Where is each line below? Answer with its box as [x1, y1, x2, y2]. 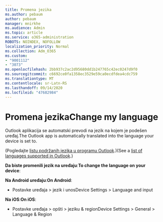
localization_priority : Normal [5, 44, 69, 49]
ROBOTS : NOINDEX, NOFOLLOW [5, 40, 61, 44]
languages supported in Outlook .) [5, 153, 73, 159]
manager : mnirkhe [5, 21, 41, 26]
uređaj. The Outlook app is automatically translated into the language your [5, 133, 154, 139]
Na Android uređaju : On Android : [5, 178, 72, 183]
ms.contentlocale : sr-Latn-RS [5, 81, 67, 86]
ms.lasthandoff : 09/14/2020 [5, 85, 63, 90]
